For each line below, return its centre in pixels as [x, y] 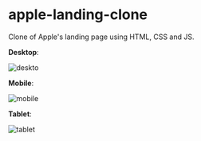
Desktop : [24, 52]
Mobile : [21, 83]
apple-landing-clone [78, 15]
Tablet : [20, 114]
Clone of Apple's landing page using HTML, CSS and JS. [101, 37]
